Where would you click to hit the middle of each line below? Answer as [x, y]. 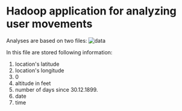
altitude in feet [33, 83]
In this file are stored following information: [59, 52]
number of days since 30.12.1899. [56, 89]
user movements [49, 24]
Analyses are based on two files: [47, 40]
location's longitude [39, 70]
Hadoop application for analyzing [91, 11]
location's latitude [37, 64]
